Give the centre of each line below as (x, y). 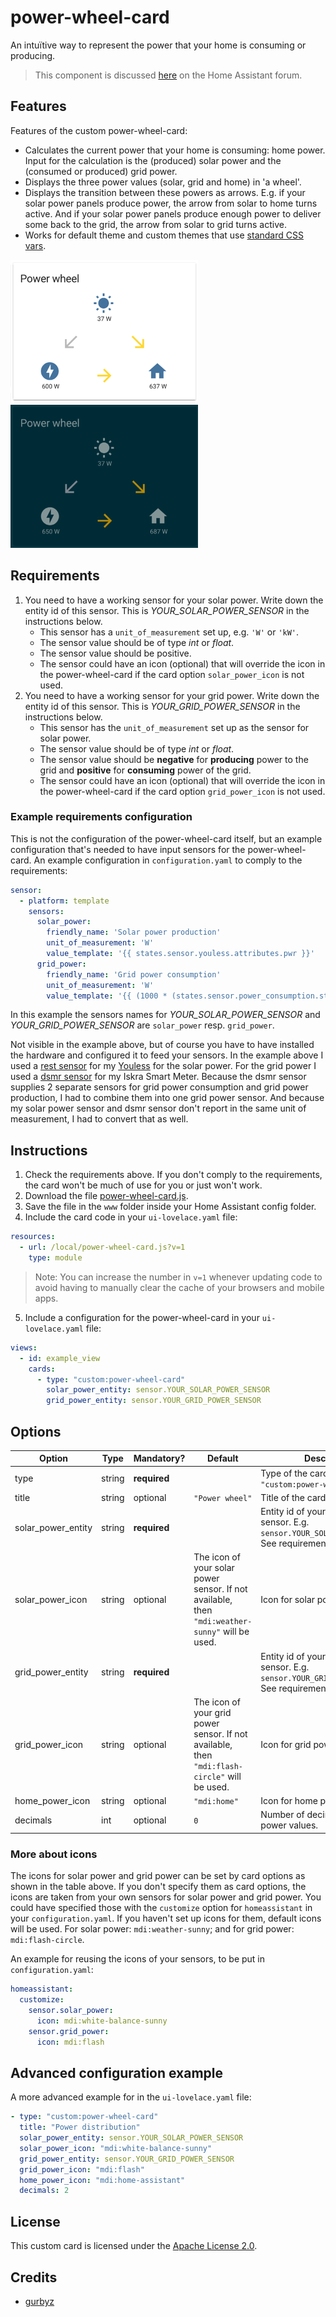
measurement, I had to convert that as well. (99, 1119)
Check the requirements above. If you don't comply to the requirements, (173, 1175)
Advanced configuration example (117, 2072)
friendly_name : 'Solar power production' (134, 932)
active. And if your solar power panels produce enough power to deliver (173, 213)
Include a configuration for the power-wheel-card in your (142, 1317)
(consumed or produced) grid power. (101, 171)
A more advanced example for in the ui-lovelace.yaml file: (131, 2097)
